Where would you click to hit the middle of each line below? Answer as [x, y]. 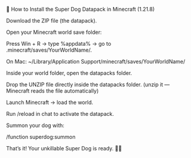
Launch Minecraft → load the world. [50, 102]
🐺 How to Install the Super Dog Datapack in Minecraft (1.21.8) [80, 9]
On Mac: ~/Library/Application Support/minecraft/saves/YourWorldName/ [96, 61]
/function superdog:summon [41, 137]
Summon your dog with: [35, 125]
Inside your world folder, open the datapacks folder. [69, 73]
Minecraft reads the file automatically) [52, 91]
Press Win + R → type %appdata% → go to [59, 44]
